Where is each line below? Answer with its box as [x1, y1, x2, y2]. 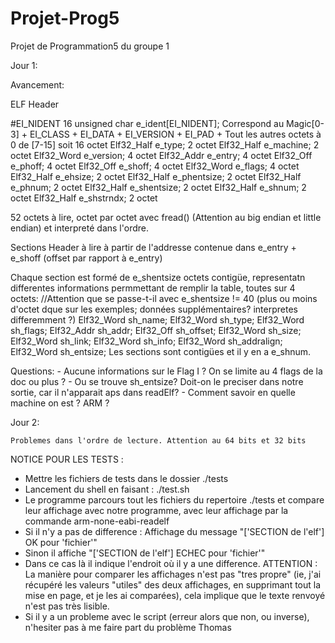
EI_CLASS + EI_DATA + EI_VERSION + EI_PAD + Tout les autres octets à [29, 128, 322, 140]
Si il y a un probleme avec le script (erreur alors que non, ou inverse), [24, 610, 310, 622]
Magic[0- [286, 117, 325, 129]
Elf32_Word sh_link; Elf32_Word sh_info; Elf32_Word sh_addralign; [10, 335, 283, 347]
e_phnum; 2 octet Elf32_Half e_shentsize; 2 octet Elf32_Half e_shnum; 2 [10, 181, 307, 193]
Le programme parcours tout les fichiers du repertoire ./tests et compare [24, 493, 325, 506]
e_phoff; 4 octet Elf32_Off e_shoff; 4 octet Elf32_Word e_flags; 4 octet [10, 160, 300, 172]
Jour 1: [10, 59, 38, 71]
